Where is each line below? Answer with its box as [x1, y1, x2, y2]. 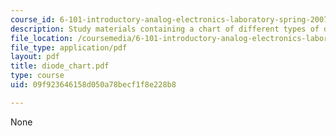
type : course [10, 71, 65, 81]
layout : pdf [10, 52, 60, 62]
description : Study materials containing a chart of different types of [10, 24, 320, 34]
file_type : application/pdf [10, 42, 128, 53]
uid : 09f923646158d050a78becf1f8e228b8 [10, 80, 177, 90]
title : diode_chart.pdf [10, 61, 110, 71]
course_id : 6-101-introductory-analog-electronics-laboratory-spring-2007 [10, 14, 329, 25]
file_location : [10, 33, 74, 43]
